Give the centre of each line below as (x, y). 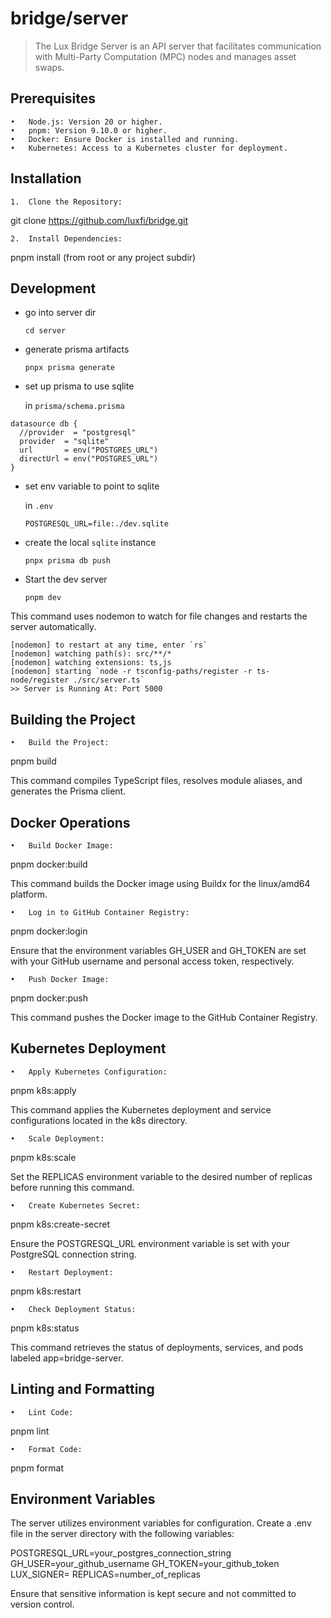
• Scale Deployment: (57, 1138)
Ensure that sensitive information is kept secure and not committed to (153, 1594)
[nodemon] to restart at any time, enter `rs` (109, 645)
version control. (42, 1604)
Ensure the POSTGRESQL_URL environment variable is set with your (150, 1243)
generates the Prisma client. (68, 791)
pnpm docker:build (49, 864)
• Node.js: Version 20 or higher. (86, 122)
